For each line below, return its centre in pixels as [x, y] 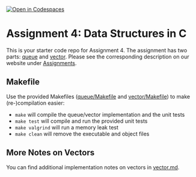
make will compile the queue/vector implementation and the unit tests [100, 114]
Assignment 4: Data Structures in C [96, 34]
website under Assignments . [41, 63]
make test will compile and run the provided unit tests [81, 121]
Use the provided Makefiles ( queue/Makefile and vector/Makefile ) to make [98, 96]
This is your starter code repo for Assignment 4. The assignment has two [97, 50]
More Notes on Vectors [51, 153]
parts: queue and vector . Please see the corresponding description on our [98, 57]
